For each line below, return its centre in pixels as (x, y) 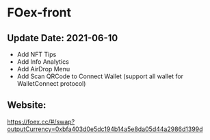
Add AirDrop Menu (43, 69)
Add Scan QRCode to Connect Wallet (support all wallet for (100, 76)
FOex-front (39, 13)
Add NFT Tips (37, 54)
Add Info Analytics (43, 62)
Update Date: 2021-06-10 (63, 38)
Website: (27, 105)
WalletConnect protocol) (51, 83)
